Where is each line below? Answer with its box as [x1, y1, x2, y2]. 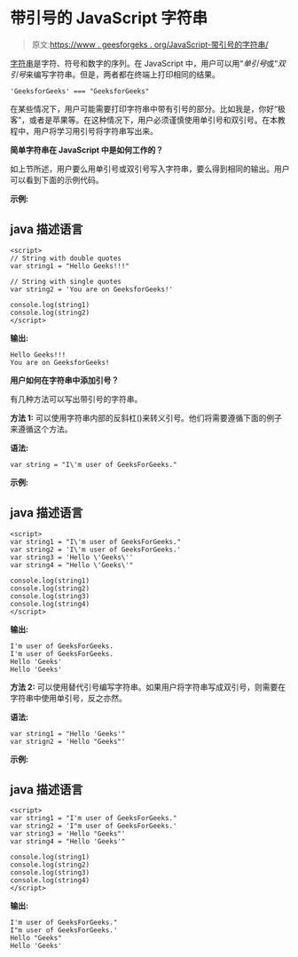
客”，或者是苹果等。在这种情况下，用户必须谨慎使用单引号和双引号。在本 [10, 115, 278, 125]
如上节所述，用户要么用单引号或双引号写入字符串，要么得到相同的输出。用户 [10, 163, 290, 174]
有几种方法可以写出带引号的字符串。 [10, 393, 143, 404]
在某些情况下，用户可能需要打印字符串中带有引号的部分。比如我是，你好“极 [10, 103, 286, 114]
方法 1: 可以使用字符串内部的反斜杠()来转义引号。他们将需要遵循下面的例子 [10, 412, 283, 423]
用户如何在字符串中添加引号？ [10, 375, 119, 385]
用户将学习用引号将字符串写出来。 [33, 125, 158, 136]
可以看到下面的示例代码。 [10, 174, 104, 185]
